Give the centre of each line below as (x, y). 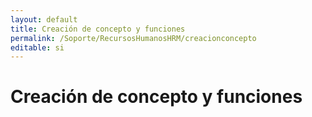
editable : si (37, 47)
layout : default (44, 19)
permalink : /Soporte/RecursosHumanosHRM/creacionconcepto (133, 38)
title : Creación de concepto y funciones (98, 29)
